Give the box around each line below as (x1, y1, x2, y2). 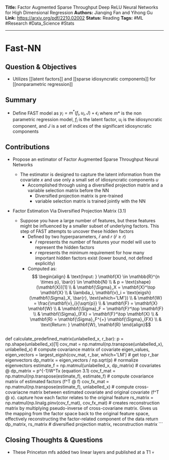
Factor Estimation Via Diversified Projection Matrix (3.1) (12, 208, 127, 214)
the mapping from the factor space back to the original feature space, (5, 410, 150, 416)
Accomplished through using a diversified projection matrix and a (27, 182, 163, 188)
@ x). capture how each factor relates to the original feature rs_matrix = (5, 394, 154, 400)
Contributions (5, 143, 50, 151)
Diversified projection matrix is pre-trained (35, 193, 123, 199)
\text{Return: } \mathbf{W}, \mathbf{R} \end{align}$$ (40, 321, 151, 327)
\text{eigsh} (126, 289, 151, 296)
